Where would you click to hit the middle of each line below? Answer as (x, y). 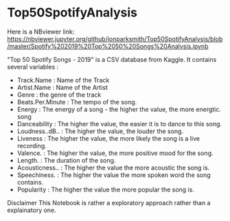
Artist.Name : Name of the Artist (62, 87)
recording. (32, 146)
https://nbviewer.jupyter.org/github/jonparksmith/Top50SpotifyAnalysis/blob (115, 38)
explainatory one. (32, 210)
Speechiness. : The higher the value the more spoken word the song (114, 175)
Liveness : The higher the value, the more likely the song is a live (108, 138)
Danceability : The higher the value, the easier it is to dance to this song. (119, 124)
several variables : (33, 67)
